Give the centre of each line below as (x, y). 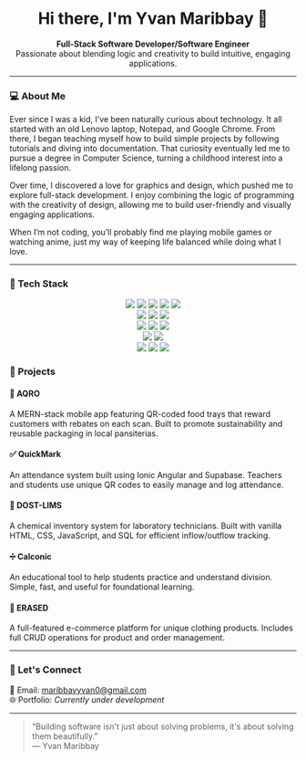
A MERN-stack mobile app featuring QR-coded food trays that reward (140, 413)
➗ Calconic (31, 557)
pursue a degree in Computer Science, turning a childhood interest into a (146, 158)
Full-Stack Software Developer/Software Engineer (153, 44)
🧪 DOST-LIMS (36, 505)
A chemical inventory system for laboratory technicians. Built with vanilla (146, 526)
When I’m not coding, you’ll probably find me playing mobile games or (141, 233)
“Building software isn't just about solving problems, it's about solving (163, 726)
